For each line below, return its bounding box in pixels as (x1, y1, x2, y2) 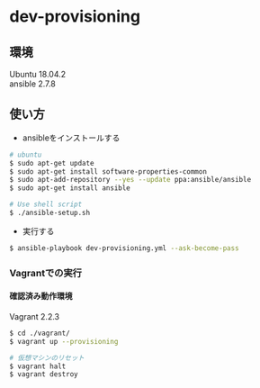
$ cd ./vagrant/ (9, 329, 70, 338)
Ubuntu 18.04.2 (9, 69, 67, 79)
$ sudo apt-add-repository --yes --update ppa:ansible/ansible (9, 176, 252, 185)
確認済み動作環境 (9, 291, 73, 302)
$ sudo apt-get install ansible (9, 184, 130, 193)
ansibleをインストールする (22, 132, 121, 143)
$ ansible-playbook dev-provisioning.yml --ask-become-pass (9, 243, 240, 253)
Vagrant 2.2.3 (9, 311, 60, 321)
